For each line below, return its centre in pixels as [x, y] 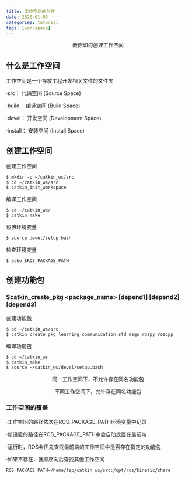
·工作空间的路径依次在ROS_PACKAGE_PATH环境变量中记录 [76, 422]
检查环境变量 [21, 249]
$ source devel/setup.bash [39, 238]
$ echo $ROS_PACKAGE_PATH [37, 261]
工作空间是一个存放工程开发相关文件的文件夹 [60, 81]
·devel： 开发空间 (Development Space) [54, 118]
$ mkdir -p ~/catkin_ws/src [40, 177]
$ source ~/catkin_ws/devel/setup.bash [55, 367]
